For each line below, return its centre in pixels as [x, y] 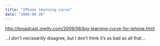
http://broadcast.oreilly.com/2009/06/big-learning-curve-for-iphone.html [80, 28]
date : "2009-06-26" [25, 14]
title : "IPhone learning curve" [38, 10]
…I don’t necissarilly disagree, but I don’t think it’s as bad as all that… [75, 38]
